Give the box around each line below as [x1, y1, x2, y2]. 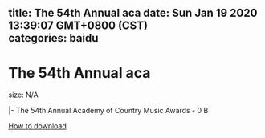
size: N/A [8, 90, 39, 99]
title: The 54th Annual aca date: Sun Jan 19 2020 [8, 6, 258, 20]
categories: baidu [8, 31, 99, 45]
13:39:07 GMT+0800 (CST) [8, 19, 149, 33]
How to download [8, 121, 67, 131]
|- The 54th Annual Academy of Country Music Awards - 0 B [8, 106, 209, 116]
